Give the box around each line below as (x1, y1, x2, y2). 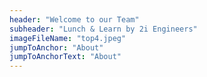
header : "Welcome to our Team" (9, 14, 140, 25)
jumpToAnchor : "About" (9, 42, 104, 53)
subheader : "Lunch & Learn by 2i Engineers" (9, 24, 198, 34)
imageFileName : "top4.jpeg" (9, 33, 127, 43)
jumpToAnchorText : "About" (9, 52, 122, 62)
